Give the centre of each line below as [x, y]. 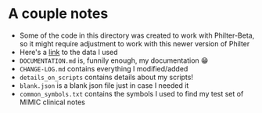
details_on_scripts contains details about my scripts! [106, 77]
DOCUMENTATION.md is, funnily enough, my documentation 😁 [114, 60]
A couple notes [58, 14]
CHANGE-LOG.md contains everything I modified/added [104, 68]
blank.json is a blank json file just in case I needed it [104, 85]
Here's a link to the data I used [69, 52]
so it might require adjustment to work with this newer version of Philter [135, 43]
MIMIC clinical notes [52, 102]
